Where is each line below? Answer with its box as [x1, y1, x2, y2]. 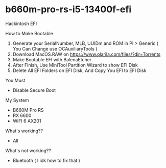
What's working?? [5, 128, 43, 134]
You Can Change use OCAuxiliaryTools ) [12, 45, 98, 52]
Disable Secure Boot [12, 87, 56, 93]
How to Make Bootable [5, 30, 54, 36]
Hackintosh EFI [5, 20, 37, 27]
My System [5, 97, 29, 103]
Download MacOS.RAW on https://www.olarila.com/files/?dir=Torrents [12, 51, 161, 57]
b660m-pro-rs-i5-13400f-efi [5, 4, 132, 15]
